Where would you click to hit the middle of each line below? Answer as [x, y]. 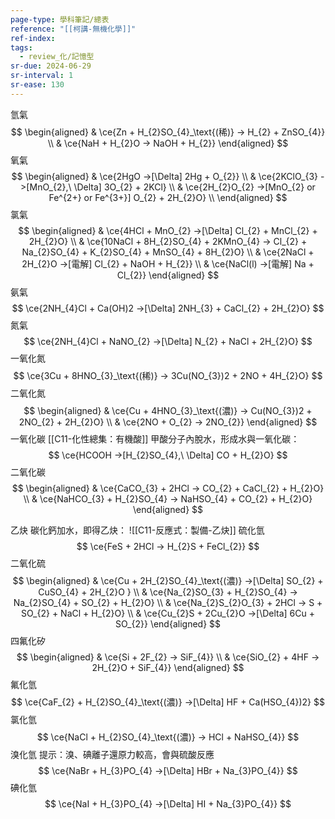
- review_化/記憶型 [57, 57]
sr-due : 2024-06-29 [51, 66]
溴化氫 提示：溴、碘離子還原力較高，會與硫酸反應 [112, 754]
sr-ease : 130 [37, 85]
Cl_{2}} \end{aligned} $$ [168, 275]
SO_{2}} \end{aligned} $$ [168, 623]
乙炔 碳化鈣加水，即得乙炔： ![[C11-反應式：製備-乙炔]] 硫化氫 [137, 530]
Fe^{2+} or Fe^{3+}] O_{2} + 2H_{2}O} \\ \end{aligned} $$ [168, 197]
